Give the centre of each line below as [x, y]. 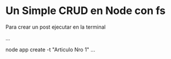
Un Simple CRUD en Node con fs [85, 11]
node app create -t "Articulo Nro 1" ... [50, 49]
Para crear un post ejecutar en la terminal [56, 27]
